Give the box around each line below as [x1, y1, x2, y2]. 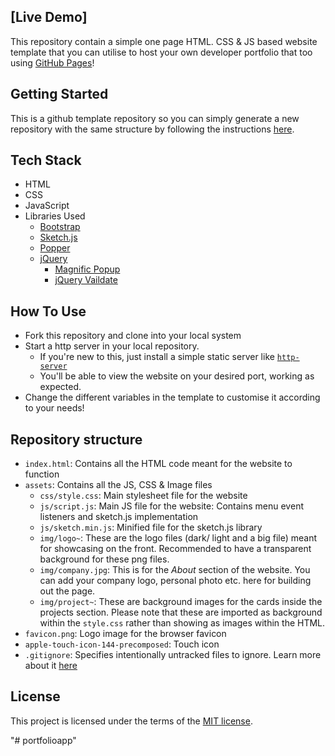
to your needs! [24, 402, 85, 414]
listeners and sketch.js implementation [39, 511, 199, 523]
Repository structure [10, 431, 143, 448]
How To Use [10, 303, 87, 320]
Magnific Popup [54, 263, 121, 275]
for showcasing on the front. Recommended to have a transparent [39, 543, 312, 555]
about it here [24, 660, 78, 672]
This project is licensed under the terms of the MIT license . [10, 715, 253, 727]
